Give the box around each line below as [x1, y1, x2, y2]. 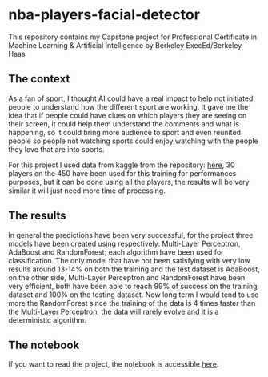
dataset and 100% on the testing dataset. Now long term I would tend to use [8, 290, 259, 299]
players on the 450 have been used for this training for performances [8, 168, 237, 178]
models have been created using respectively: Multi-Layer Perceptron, [8, 239, 241, 248]
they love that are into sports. [8, 144, 106, 154]
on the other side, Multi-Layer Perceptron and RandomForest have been [8, 272, 246, 282]
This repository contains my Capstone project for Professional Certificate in [8, 32, 258, 42]
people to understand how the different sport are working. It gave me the [8, 102, 249, 111]
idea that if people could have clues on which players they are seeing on [8, 110, 247, 120]
